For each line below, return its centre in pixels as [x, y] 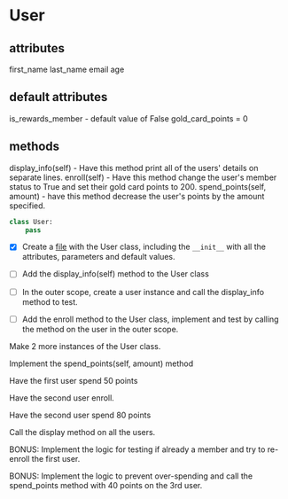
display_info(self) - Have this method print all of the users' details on [134, 168]
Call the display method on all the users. [82, 432]
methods [35, 147]
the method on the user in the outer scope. [100, 329]
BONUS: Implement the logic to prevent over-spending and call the [131, 476]
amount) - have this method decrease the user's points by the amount [137, 196]
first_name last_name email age [67, 69]
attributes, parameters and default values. [98, 257]
